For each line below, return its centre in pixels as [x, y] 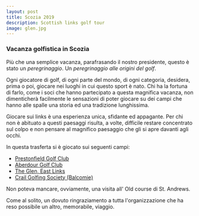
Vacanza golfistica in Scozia [48, 49]
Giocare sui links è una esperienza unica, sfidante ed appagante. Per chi [94, 116]
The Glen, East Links [40, 171]
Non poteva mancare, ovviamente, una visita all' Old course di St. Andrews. [98, 189]
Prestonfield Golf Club [42, 158]
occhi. [14, 135]
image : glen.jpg [26, 28]
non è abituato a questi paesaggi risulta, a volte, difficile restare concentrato [99, 123]
